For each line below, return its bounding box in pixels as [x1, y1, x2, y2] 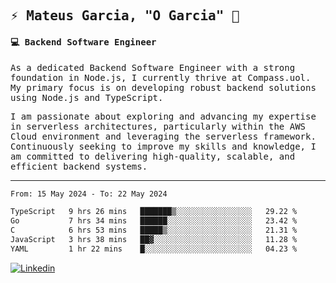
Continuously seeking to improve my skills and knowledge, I [10, 140, 317, 152]
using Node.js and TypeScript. [10, 92, 164, 103]
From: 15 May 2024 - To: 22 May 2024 [10, 189, 168, 199]
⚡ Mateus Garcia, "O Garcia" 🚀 [10, 8, 240, 24]
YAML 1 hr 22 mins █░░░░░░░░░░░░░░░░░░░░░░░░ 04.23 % [10, 244, 298, 254]
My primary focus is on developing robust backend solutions [10, 82, 317, 93]
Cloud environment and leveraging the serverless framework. [10, 130, 317, 142]
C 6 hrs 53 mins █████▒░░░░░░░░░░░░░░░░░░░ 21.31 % [10, 225, 298, 236]
